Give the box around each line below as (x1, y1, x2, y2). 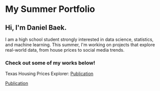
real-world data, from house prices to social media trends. (5, 47, 125, 53)
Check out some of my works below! (5, 59, 96, 66)
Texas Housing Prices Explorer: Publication (5, 71, 94, 77)
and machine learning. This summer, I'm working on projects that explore (5, 42, 156, 48)
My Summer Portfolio (5, 3, 95, 15)
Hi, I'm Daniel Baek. (5, 23, 67, 32)
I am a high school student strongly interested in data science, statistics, (5, 36, 154, 42)
